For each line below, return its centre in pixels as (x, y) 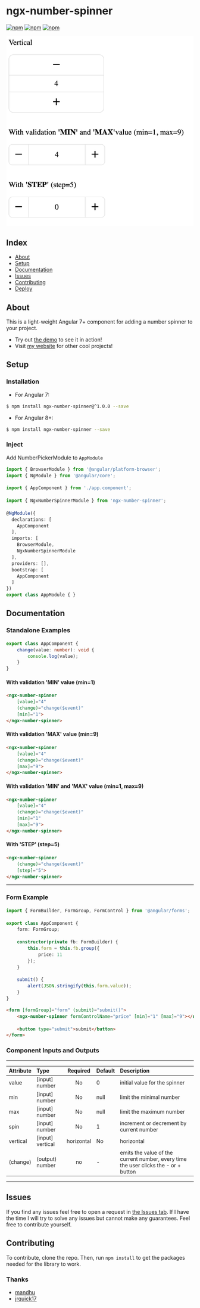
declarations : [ (32, 520)
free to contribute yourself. (39, 1224)
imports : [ (25, 538)
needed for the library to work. (44, 1264)
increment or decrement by (153, 1123)
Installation (23, 381)
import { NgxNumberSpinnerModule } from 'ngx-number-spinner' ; (86, 501)
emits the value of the (146, 1152)
